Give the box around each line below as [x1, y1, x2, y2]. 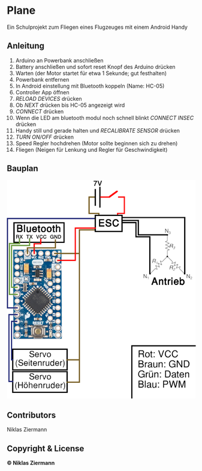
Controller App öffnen [15, 88, 70, 96]
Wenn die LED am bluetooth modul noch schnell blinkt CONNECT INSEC [15, 114, 194, 121]
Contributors [7, 410, 56, 420]
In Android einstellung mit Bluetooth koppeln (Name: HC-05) [15, 82, 165, 89]
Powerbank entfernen [15, 76, 70, 83]
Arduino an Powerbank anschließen [15, 56, 104, 64]
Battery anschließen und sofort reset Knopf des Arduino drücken [15, 63, 176, 70]
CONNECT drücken [15, 107, 64, 115]
